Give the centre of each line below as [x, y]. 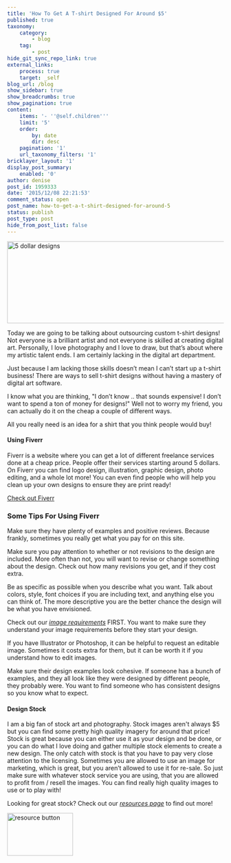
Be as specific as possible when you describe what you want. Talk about [110, 587]
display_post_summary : [40, 167]
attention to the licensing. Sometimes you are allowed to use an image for [111, 761]
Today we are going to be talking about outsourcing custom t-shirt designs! [114, 333]
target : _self [40, 78]
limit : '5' [35, 122]
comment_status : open [38, 200]
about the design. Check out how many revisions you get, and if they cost [111, 566]
